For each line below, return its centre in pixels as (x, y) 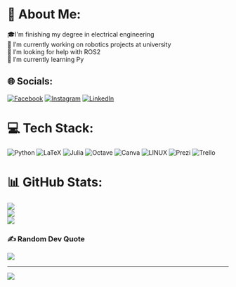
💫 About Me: (44, 14)
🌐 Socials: (30, 81)
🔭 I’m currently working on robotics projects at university (89, 44)
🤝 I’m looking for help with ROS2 (54, 51)
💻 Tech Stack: (51, 128)
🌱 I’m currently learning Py (46, 59)
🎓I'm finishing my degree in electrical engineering (81, 34)
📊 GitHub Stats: (55, 182)
